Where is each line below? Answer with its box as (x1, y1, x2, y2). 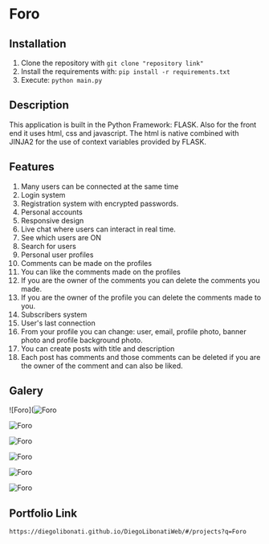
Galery (9, 384, 43, 398)
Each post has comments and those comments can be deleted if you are (20, 352, 261, 362)
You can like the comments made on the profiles (20, 267, 181, 276)
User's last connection (20, 318, 96, 328)
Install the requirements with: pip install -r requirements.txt (20, 67, 231, 76)
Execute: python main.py (20, 76, 103, 84)
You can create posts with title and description (20, 343, 175, 354)
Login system (20, 190, 66, 199)
